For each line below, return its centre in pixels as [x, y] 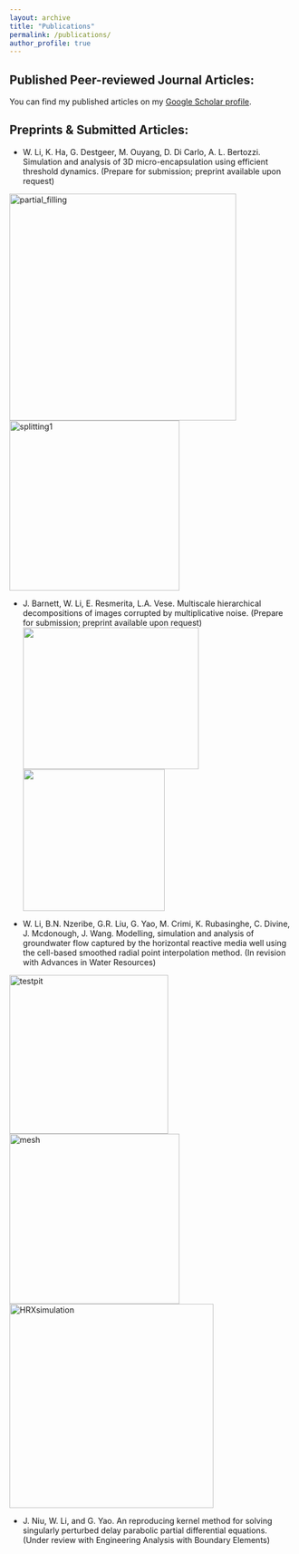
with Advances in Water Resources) [89, 962]
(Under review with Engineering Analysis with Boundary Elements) [146, 1539]
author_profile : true [50, 43]
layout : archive [40, 18]
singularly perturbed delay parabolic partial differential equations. [145, 1530]
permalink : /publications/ [60, 34]
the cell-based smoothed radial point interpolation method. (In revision [154, 953]
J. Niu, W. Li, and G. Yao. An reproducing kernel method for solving [147, 1520]
